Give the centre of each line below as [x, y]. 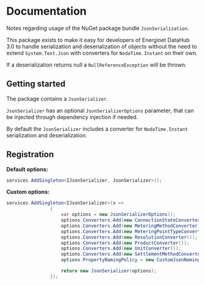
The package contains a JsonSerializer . [57, 98]
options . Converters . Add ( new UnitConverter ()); [121, 248]
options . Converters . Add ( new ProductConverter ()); [125, 243]
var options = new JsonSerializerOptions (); [118, 215]
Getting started [36, 84]
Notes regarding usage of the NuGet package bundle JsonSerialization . [98, 28]
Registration [30, 155]
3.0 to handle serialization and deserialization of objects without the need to [102, 46]
